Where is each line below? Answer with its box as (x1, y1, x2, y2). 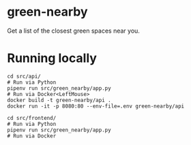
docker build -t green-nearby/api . (7, 97, 111, 103)
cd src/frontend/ (7, 114, 57, 121)
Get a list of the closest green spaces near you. (7, 27, 140, 35)
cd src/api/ (7, 73, 41, 80)
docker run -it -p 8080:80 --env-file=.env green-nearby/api (7, 103, 185, 110)
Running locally (7, 50, 98, 66)
